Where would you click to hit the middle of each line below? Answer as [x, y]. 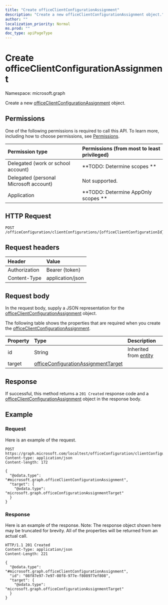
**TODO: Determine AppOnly [117, 192]
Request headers [32, 247]
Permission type [28, 152]
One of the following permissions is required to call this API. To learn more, [82, 130]
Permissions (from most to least [121, 148]
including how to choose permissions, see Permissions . [62, 136]
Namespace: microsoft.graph [35, 93]
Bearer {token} [63, 270]
